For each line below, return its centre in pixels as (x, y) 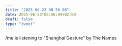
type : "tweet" (20, 24)
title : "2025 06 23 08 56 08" (37, 10)
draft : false (19, 19)
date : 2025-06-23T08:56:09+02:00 (41, 14)
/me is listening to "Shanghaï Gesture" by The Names (61, 38)
